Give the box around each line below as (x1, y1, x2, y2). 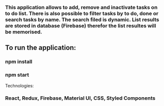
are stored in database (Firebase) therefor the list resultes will (5, 22, 157, 29)
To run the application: (5, 44, 77, 52)
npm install (5, 58, 33, 65)
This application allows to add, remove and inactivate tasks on (5, 4, 158, 11)
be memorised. (5, 28, 42, 35)
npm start (5, 72, 30, 79)
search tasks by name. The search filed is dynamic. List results (5, 16, 160, 23)
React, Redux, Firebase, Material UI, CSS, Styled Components (5, 95, 156, 102)
